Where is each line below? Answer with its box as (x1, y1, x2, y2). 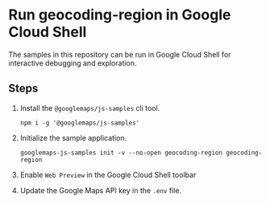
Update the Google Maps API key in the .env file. (19, 185, 182, 195)
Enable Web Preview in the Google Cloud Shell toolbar (19, 170, 197, 180)
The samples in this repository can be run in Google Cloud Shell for (8, 49, 231, 59)
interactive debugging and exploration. (8, 58, 137, 68)
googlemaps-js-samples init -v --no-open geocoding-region (19, 148, 223, 157)
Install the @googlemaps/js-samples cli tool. (19, 103, 160, 112)
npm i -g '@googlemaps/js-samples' (19, 119, 140, 127)
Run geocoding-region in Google (8, 6, 231, 24)
